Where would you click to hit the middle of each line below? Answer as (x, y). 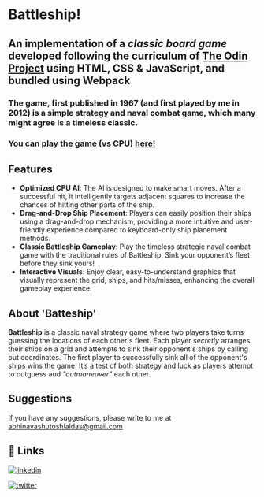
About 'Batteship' (52, 313)
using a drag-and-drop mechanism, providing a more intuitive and (126, 221)
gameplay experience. (56, 288)
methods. (35, 239)
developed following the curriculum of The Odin (128, 56)
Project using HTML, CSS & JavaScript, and (117, 68)
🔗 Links (26, 451)
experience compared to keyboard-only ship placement (137, 230)
